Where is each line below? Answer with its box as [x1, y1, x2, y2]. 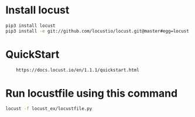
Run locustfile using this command [5, 87, 178, 100]
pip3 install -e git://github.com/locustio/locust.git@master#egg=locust [5, 28, 190, 34]
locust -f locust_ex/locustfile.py [5, 106, 93, 112]
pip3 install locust [5, 23, 56, 29]
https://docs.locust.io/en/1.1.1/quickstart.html [16, 67, 140, 73]
